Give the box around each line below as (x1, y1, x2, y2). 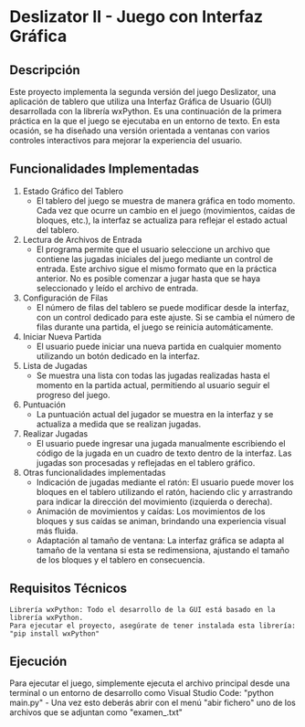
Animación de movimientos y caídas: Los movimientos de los (36, 505, 266, 517)
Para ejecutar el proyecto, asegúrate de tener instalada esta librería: (9, 621, 297, 630)
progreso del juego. (36, 389, 111, 400)
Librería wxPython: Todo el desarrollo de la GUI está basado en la (9, 605, 276, 614)
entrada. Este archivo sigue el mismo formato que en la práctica (36, 263, 277, 274)
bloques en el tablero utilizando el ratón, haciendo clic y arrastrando (36, 486, 293, 497)
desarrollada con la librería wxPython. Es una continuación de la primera (9, 106, 282, 116)
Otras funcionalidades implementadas (22, 467, 166, 478)
